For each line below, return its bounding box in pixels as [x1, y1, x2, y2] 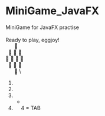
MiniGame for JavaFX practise [5, 24, 80, 31]
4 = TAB [21, 104, 41, 111]
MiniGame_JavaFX [5, 4, 100, 18]
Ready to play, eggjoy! [5, 36, 60, 43]
